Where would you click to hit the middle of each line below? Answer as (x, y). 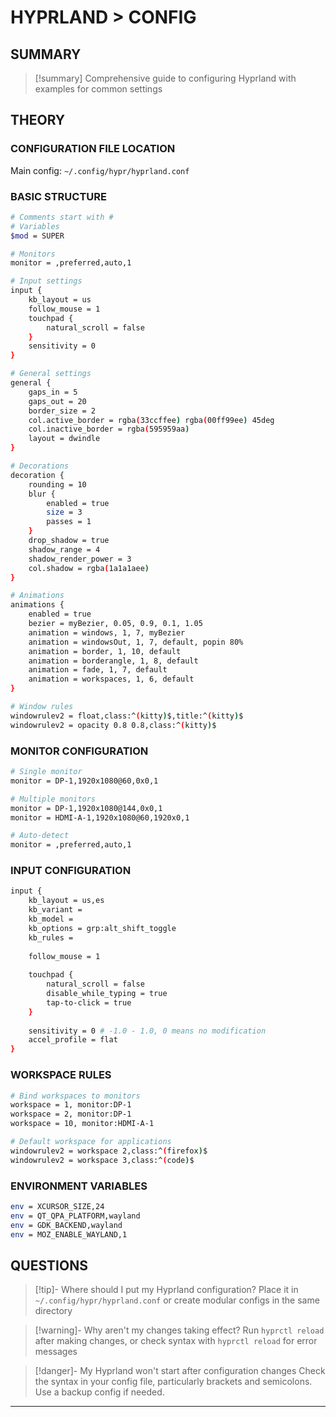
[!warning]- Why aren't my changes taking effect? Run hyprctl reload (179, 1330)
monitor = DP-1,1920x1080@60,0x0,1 (84, 781)
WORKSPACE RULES (61, 1075)
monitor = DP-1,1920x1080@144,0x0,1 (86, 808)
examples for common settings (98, 89)
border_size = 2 (62, 411)
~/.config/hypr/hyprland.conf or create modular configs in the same (177, 1300)
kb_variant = (55, 910)
